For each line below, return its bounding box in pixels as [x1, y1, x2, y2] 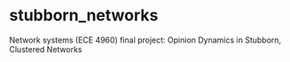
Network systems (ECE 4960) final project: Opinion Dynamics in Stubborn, [9, 35, 282, 45]
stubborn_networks [9, 5, 159, 26]
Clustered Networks [9, 43, 82, 54]
